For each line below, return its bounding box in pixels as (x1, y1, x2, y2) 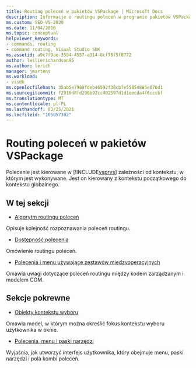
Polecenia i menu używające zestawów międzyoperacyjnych (14, 259, 160, 266)
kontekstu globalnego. (6, 181, 60, 188)
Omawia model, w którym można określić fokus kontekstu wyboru (6, 320, 165, 327)
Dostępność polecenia (14, 236, 69, 243)
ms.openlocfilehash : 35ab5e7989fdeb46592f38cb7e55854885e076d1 (6, 85, 163, 91)
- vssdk (6, 79, 25, 85)
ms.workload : (6, 74, 38, 79)
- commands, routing (6, 41, 57, 47)
